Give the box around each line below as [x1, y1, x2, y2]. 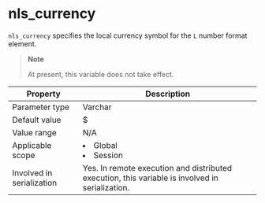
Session [93, 149, 124, 161]
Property [26, 88, 61, 99]
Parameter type [12, 101, 69, 113]
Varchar [82, 101, 112, 113]
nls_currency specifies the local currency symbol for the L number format [8, 31, 248, 40]
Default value [12, 114, 62, 125]
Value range [12, 127, 57, 138]
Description [145, 88, 191, 99]
